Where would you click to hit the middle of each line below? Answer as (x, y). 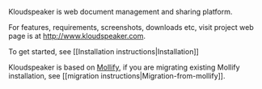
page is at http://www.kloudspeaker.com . (77, 36)
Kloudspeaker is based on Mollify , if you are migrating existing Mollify (124, 67)
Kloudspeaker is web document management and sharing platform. (120, 12)
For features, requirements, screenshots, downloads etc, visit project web (131, 27)
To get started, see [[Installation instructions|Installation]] (104, 51)
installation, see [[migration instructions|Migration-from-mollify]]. (117, 76)
